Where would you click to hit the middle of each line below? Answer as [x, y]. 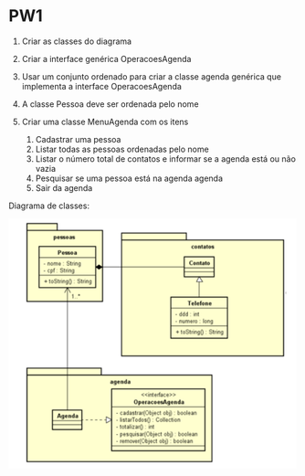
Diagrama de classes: [49, 206]
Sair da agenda [64, 187]
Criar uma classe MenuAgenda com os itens [105, 122]
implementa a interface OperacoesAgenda [101, 86]
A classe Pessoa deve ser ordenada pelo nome [110, 104]
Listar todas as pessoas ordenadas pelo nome [122, 149]
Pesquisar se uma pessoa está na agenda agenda [129, 178]
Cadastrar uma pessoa [78, 139]
